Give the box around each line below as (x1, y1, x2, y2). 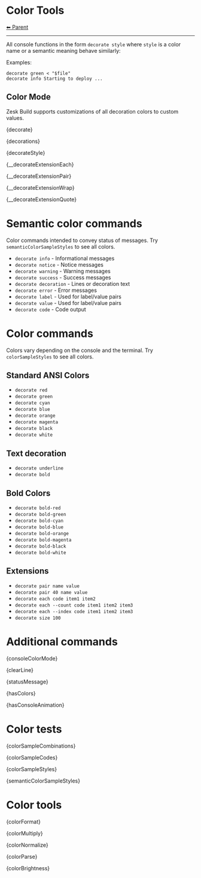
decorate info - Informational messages (14, 255, 115, 262)
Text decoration (6, 448, 67, 458)
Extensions (6, 566, 49, 577)
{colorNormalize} (6, 841, 49, 849)
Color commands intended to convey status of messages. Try (6, 237, 159, 244)
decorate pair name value (14, 583, 80, 589)
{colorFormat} (6, 818, 41, 825)
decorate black (14, 426, 53, 432)
